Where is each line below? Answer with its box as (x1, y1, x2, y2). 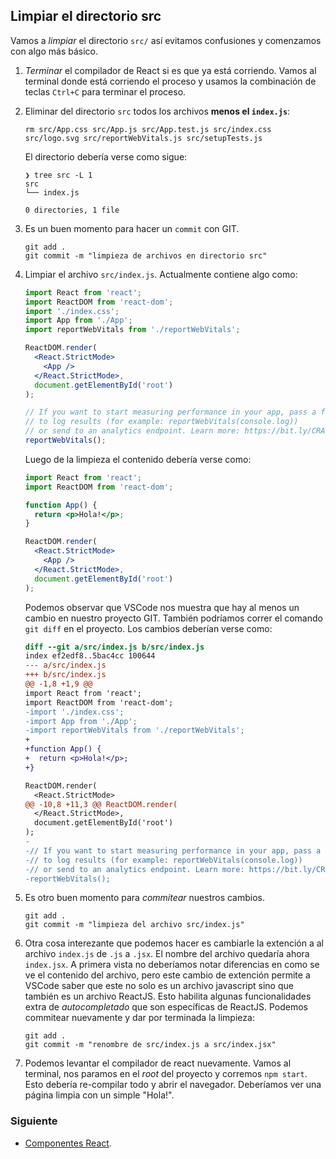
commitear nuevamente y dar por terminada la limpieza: (24, 1012, 255, 1024)
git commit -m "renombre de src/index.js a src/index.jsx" (24, 1040, 277, 1050)
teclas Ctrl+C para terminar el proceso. (24, 85, 187, 98)
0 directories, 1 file (24, 205, 120, 215)
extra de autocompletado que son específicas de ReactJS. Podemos (24, 1001, 309, 1013)
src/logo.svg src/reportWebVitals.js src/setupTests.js (24, 133, 263, 143)
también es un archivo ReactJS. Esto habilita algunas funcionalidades (24, 990, 312, 1003)
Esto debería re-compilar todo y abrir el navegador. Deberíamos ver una (24, 1079, 322, 1091)
